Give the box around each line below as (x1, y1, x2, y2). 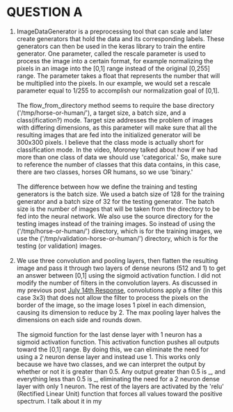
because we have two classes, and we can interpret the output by (16, 360, 206, 368)
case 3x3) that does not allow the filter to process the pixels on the (16, 293, 209, 301)
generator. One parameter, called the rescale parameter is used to (16, 49, 206, 58)
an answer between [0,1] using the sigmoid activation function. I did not (16, 271, 221, 279)
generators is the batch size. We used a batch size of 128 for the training (16, 189, 225, 198)
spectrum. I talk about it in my (16, 397, 102, 405)
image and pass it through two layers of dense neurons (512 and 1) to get (16, 264, 226, 272)
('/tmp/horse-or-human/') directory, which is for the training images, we (16, 227, 223, 235)
